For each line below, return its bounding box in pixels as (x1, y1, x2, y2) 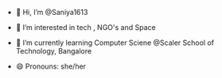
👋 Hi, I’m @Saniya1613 (15, 8, 88, 17)
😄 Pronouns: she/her (15, 61, 86, 71)
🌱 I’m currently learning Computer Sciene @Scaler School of (15, 38, 215, 47)
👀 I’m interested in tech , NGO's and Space (15, 23, 157, 32)
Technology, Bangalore (15, 46, 92, 55)
